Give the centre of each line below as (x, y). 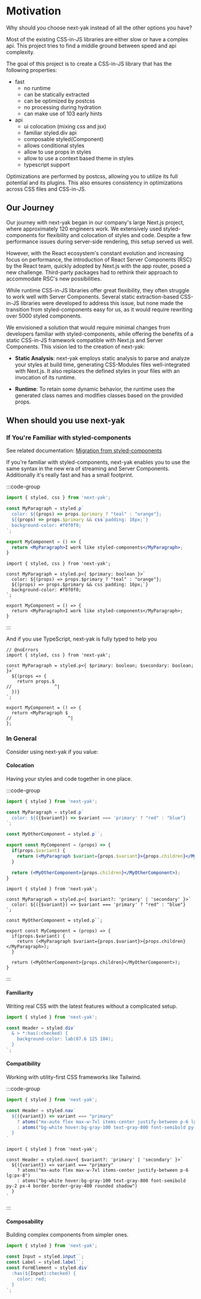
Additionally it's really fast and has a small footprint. (70, 475)
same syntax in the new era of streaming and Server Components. (88, 469)
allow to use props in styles (57, 152)
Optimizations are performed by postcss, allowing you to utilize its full (92, 176)
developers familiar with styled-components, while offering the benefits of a (100, 334)
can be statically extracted (57, 94)
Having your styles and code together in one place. (69, 779)
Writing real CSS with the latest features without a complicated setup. (92, 1006)
